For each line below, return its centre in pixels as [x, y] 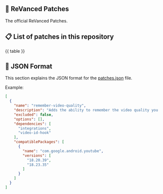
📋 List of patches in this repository [60, 37]
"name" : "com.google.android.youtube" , [63, 151]
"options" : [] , [29, 119]
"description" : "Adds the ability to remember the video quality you [86, 110]
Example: [14, 87]
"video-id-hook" [34, 133]
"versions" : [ [37, 155]
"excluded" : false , [34, 115]
